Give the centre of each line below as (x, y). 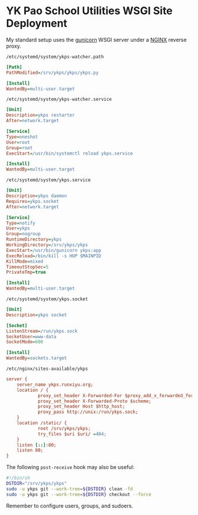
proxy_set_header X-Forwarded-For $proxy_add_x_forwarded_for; (117, 396)
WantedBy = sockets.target (37, 358)
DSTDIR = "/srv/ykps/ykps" (37, 484)
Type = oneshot (22, 137)
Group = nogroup (24, 234)
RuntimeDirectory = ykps (34, 240)
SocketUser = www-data (32, 337)
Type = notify (21, 223)
